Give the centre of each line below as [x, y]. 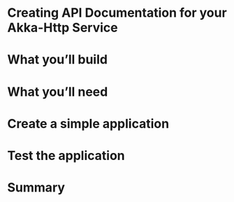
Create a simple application [88, 123]
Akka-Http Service [63, 28]
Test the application [66, 156]
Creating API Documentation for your [117, 13]
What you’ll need [58, 92]
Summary [36, 188]
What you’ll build [58, 60]
